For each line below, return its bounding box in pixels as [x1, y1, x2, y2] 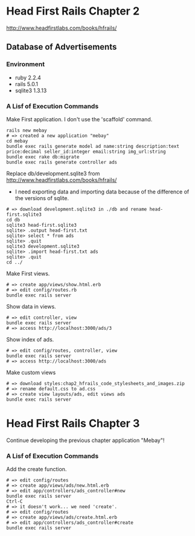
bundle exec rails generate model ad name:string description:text [6, 143, 180, 149]
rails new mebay [6, 127, 47, 133]
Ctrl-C [6, 498, 23, 504]
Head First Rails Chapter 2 [6, 4, 140, 18]
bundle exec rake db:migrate [6, 153, 80, 160]
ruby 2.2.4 [14, 74, 41, 81]
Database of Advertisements [6, 42, 117, 52]
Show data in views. [6, 303, 56, 310]
